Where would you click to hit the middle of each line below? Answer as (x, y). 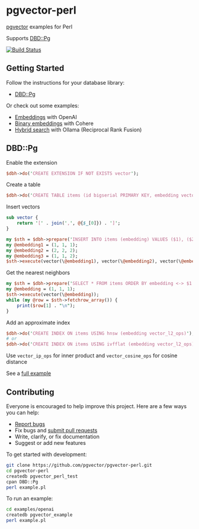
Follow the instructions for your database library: (65, 82)
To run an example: (30, 499)
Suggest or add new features (50, 443)
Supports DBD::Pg (28, 38)
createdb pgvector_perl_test (42, 476)
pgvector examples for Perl (39, 27)
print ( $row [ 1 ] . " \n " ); (46, 306)
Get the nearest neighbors (38, 272)
